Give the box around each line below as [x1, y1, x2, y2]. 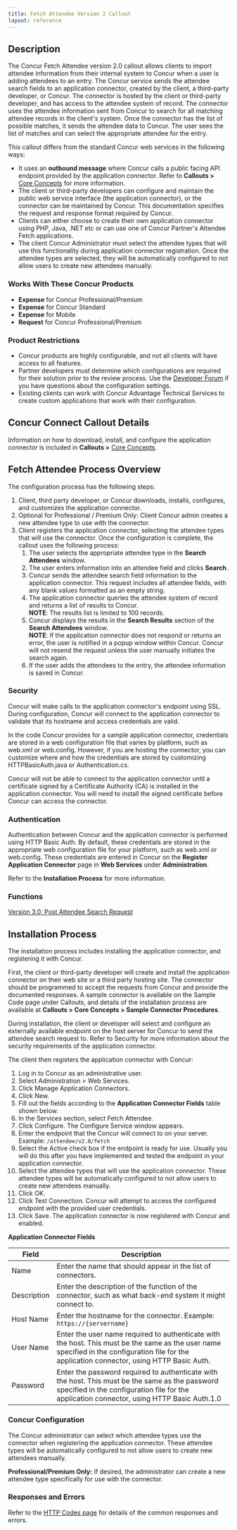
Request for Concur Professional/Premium [18, 318, 142, 326]
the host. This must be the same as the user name [56, 1338, 222, 1348]
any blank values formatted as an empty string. [28, 586, 165, 594]
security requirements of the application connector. [8, 1042, 157, 1050]
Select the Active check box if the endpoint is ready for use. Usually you [18, 1144, 228, 1152]
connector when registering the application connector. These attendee [8, 1438, 213, 1447]
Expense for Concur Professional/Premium [18, 295, 143, 303]
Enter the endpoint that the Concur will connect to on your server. [18, 1129, 209, 1138]
